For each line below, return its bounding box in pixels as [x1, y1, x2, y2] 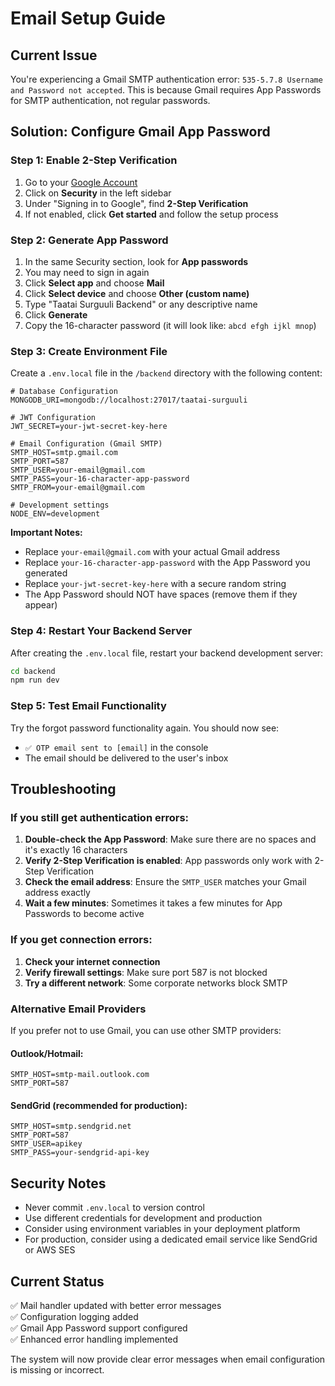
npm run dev [10, 675, 60, 686]
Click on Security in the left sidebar [24, 187, 172, 199]
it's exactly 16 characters [24, 844, 128, 856]
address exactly [24, 887, 91, 899]
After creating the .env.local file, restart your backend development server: [10, 647, 324, 659]
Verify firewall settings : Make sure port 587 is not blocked [24, 966, 268, 978]
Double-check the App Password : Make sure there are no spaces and [24, 833, 317, 846]
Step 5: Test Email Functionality [10, 699, 167, 713]
